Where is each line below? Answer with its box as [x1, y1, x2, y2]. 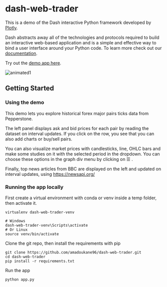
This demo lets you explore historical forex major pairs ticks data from [5, 110, 149, 116]
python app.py [5, 277, 35, 282]
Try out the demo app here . [5, 60, 61, 66]
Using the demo [5, 99, 44, 106]
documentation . [5, 50, 38, 56]
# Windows [5, 218, 26, 223]
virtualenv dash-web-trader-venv [5, 210, 75, 215]
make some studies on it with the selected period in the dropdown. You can [5, 150, 161, 157]
